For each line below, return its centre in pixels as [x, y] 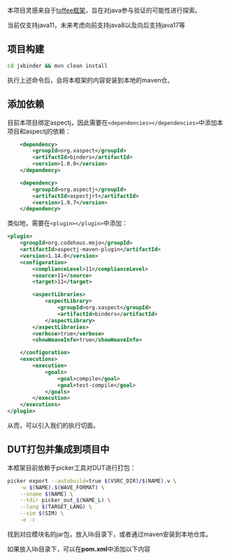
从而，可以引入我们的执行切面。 [53, 425]
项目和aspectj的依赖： [39, 131]
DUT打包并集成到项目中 [58, 450]
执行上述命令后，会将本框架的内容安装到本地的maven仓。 [90, 80]
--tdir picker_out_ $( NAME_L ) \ [65, 501]
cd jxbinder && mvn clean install [58, 66]
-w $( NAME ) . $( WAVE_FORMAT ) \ [62, 487]
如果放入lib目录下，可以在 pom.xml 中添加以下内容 [79, 549]
